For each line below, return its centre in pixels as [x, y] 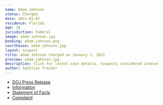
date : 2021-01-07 [23, 18]
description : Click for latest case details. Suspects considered [73, 64]
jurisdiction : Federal [28, 32]
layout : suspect [21, 50]
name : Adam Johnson [25, 9]
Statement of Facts [31, 92]
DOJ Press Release [31, 82]
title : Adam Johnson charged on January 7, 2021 [55, 55]
